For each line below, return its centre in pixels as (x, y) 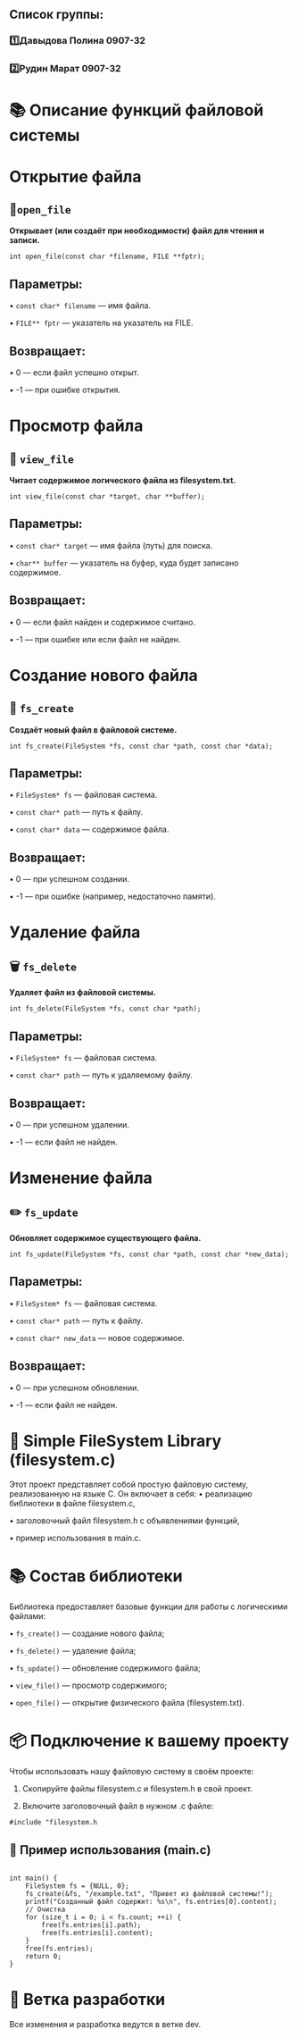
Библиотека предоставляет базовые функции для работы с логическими (149, 1606)
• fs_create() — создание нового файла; (87, 1633)
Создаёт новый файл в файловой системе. (93, 730)
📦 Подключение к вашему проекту (149, 1740)
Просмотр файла (76, 426)
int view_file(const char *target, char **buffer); (107, 497)
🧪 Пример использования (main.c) (110, 1850)
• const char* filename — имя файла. (80, 306)
